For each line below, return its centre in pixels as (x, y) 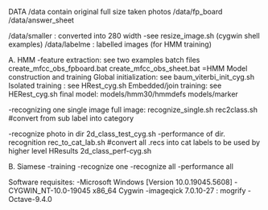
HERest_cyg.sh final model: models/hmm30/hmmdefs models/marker (124, 94)
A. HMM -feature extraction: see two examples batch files (104, 60)
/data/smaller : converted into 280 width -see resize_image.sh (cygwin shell (134, 36)
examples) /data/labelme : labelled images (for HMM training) (110, 44)
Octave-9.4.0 (30, 199)
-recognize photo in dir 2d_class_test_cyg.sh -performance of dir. (117, 134)
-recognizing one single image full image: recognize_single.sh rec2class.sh (133, 109)
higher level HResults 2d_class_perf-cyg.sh (80, 151)
